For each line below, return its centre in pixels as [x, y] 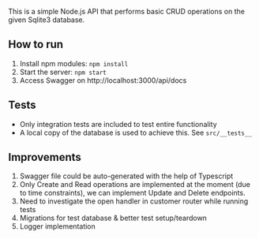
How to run [36, 45]
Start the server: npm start [63, 72]
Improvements [45, 157]
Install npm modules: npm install [74, 63]
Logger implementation [58, 226]
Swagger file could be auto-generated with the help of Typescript [126, 176]
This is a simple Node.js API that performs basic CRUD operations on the [126, 11]
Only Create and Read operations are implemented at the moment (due [135, 185]
